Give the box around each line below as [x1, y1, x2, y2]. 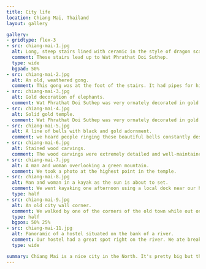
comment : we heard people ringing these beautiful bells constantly [12, 134, 191, 140]
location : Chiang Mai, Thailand [6, 15, 89, 21]
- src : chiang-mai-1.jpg [6, 43, 70, 49]
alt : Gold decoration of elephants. [12, 94, 105, 100]
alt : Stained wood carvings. [12, 145, 86, 151]
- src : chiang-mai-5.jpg [6, 123, 70, 129]
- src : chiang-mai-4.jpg [6, 105, 70, 112]
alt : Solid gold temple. [12, 111, 75, 117]
